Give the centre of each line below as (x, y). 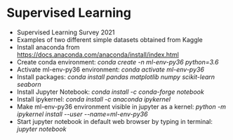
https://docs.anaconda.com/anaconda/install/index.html (98, 55)
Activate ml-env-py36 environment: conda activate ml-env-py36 (111, 69)
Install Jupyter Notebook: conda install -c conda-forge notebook (110, 92)
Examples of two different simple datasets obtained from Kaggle (109, 39)
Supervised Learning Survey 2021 (66, 32)
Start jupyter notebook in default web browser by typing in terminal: (115, 121)
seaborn (29, 84)
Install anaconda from (48, 47)
